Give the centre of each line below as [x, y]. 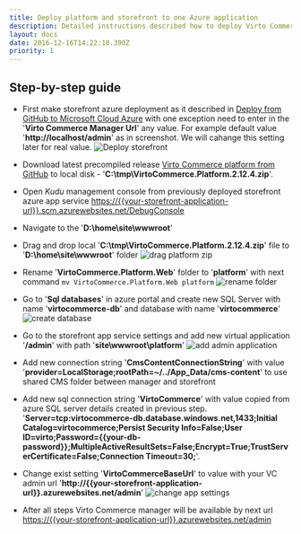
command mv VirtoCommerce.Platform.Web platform [118, 281]
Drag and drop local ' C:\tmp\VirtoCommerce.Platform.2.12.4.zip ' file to [155, 245]
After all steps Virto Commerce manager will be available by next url [147, 510]
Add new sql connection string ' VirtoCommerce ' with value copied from [156, 398]
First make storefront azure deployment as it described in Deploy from [152, 109]
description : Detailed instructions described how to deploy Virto [138, 26]
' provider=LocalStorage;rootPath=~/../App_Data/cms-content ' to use [155, 372]
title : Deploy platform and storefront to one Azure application [133, 18]
